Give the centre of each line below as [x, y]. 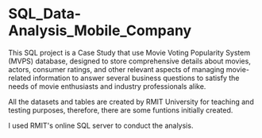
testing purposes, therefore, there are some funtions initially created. [121, 110]
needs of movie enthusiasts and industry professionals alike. [107, 86]
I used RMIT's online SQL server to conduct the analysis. [101, 125]
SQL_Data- [45, 14]
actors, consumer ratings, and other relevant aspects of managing [116, 69]
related [20, 78]
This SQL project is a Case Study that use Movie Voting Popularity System [129, 52]
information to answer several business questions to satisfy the [136, 78]
